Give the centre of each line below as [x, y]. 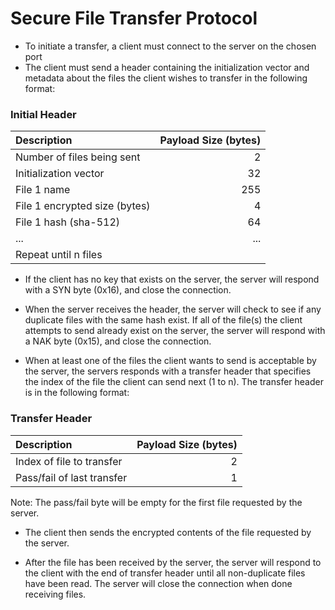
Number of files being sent [78, 157]
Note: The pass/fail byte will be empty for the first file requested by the [156, 502]
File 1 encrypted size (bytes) [83, 206]
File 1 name [43, 190]
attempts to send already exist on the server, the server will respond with [175, 331]
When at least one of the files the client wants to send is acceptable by [170, 361]
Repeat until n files [59, 255]
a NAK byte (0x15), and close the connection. [118, 341]
